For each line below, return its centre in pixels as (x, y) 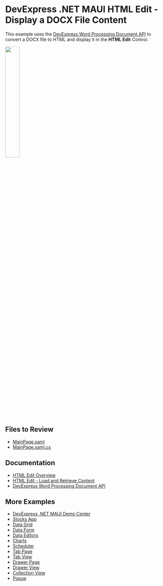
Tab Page (22, 552)
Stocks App (24, 519)
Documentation (30, 463)
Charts (19, 541)
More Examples (30, 502)
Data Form (23, 530)
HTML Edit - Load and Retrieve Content (53, 480)
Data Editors (25, 535)
